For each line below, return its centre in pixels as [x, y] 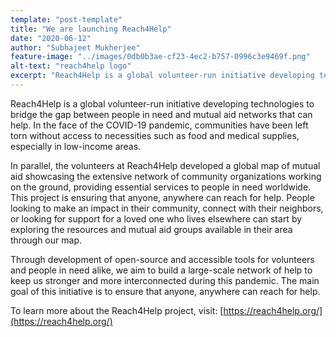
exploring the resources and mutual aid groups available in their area [151, 229]
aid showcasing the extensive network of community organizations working [166, 176]
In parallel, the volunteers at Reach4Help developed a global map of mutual [165, 165]
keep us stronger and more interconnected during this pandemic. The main [165, 280]
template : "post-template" [66, 19]
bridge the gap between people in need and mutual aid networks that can [161, 114]
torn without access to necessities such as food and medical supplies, [155, 135]
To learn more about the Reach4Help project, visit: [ [117, 310]
